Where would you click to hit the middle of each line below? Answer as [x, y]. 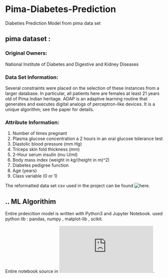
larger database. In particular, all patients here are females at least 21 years [82, 93]
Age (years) [24, 171]
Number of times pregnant [40, 133]
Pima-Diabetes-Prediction [61, 9]
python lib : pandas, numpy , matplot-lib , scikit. [54, 219]
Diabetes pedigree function [40, 165]
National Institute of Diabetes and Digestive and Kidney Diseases [72, 64]
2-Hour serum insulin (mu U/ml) [45, 155]
